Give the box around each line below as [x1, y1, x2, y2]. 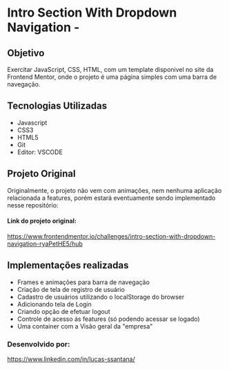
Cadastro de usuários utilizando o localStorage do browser [17, 293, 185, 301]
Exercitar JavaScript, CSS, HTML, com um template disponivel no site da [7, 66, 214, 73]
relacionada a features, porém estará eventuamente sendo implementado [7, 194, 216, 202]
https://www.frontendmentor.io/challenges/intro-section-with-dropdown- [7, 232, 216, 240]
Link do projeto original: [7, 216, 77, 225]
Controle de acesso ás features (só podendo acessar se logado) [17, 315, 200, 323]
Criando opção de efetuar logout [17, 307, 110, 315]
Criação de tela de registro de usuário [17, 285, 126, 293]
